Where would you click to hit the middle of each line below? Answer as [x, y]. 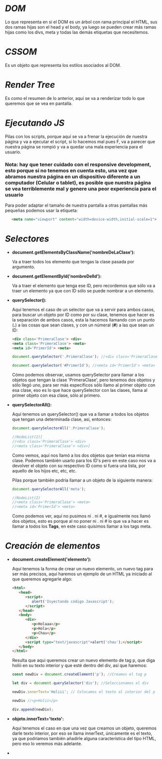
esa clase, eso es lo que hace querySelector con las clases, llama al [80, 390]
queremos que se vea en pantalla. [39, 103]
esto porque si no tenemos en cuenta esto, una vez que [71, 170]
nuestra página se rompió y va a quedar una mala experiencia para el [74, 146]
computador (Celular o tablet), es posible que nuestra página [78, 182]
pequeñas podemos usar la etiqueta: [42, 210]
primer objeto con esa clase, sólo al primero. [56, 395]
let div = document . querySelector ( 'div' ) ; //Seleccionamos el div [80, 683]
